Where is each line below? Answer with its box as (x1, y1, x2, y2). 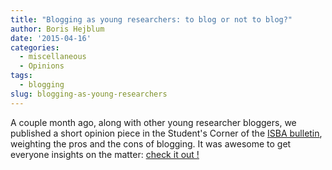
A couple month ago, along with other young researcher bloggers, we (10, 116, 297, 128)
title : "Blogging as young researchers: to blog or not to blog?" (10, 14, 293, 25)
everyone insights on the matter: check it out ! (10, 148, 200, 160)
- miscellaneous (19, 52, 87, 62)
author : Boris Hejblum (10, 24, 105, 34)
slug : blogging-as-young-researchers (10, 89, 168, 99)
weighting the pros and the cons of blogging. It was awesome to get (10, 137, 292, 150)
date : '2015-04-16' (10, 33, 92, 43)
